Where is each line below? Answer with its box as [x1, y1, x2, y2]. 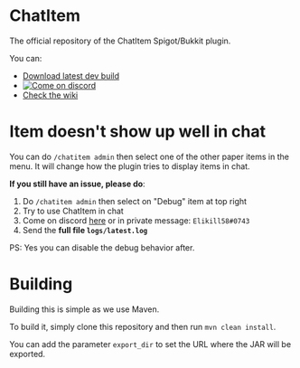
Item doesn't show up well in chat [9, 121, 267, 142]
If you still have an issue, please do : [9, 178, 146, 189]
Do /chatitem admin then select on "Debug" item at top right [22, 195, 247, 206]
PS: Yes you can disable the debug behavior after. [9, 241, 195, 253]
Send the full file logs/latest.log [22, 224, 148, 235]
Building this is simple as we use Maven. [9, 304, 160, 315]
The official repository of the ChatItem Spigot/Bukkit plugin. [9, 35, 231, 46]
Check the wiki [22, 90, 79, 100]
